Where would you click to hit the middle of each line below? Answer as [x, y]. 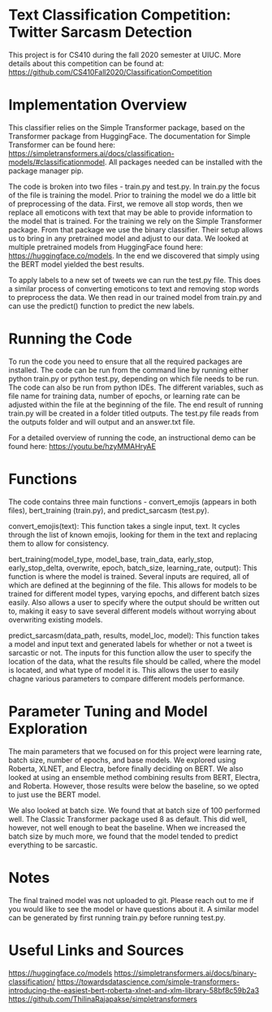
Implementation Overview [98, 105]
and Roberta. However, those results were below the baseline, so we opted [134, 786]
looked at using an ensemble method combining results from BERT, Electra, [134, 777]
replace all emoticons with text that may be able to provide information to [131, 212]
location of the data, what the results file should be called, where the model [135, 661]
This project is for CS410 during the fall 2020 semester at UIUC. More [125, 55]
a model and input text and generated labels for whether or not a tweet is [131, 643]
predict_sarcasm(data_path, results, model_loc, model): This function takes [134, 635]
